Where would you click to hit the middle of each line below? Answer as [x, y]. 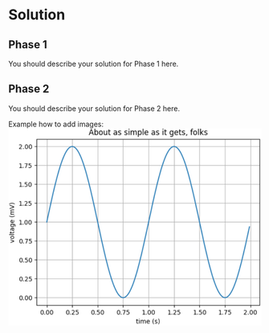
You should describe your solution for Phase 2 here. [94, 108]
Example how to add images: [56, 124]
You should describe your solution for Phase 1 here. [94, 64]
